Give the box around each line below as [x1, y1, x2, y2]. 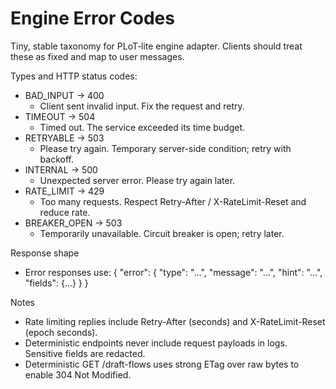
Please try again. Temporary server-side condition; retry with [39, 142, 292, 154]
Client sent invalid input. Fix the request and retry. [39, 100, 245, 112]
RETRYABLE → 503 [24, 132, 105, 144]
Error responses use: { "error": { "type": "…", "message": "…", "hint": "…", [24, 266, 323, 278]
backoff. [39, 153, 74, 165]
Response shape [10, 247, 80, 259]
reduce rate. [39, 206, 91, 218]
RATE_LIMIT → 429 [24, 185, 105, 197]
